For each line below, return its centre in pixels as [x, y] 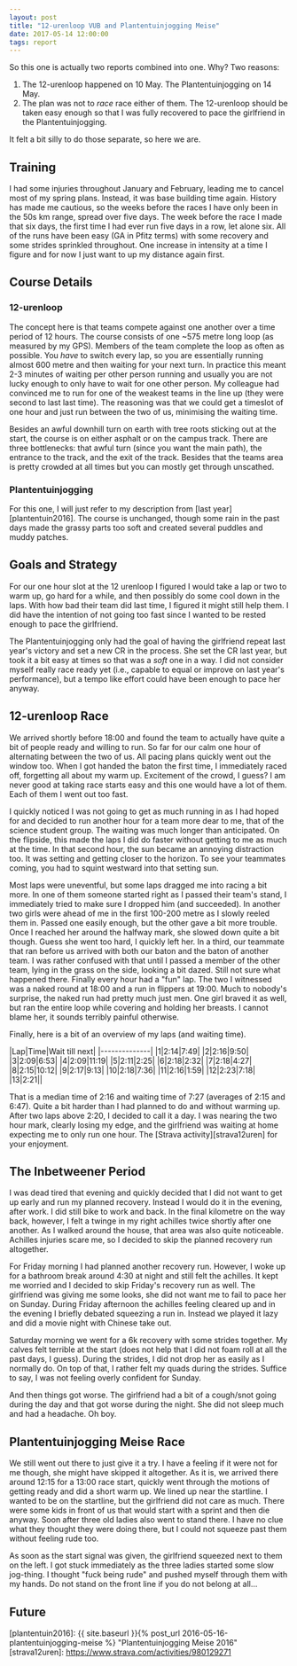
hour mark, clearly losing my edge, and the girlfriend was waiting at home [144, 1125]
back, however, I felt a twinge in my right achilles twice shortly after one [141, 1221]
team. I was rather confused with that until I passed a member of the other [145, 960]
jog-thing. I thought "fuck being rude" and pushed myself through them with [148, 1575]
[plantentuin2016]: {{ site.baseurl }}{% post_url [94, 1633]
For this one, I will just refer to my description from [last [110, 509]
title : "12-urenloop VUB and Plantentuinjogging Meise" [114, 26]
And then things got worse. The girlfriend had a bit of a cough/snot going [143, 1395]
